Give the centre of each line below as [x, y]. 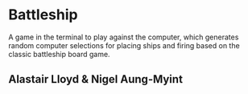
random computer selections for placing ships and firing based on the [124, 45]
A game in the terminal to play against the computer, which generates [124, 37]
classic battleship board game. [59, 54]
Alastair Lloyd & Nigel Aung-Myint [96, 79]
